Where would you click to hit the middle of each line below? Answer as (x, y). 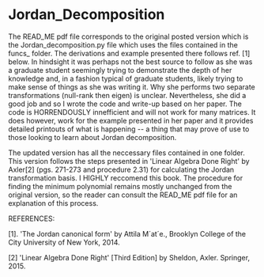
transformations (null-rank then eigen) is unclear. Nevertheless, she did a (127, 95)
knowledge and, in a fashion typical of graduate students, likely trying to (126, 78)
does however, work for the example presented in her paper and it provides (131, 120)
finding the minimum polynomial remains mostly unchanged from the (120, 186)
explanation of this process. (53, 203)
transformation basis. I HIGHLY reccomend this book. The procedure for (126, 178)
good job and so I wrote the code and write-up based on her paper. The (125, 104)
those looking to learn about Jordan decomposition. (92, 137)
